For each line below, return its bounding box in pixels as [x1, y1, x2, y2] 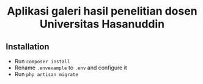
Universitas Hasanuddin [39, 17, 165, 31]
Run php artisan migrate [14, 71, 79, 77]
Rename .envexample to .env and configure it [14, 64, 128, 71]
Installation [6, 41, 50, 52]
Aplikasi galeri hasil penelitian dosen [7, 4, 197, 18]
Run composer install [14, 58, 70, 65]
